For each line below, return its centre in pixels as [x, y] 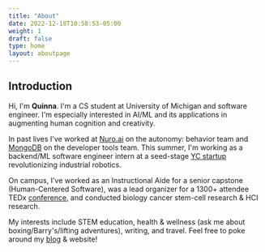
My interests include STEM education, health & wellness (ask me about [127, 222]
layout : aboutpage [39, 53]
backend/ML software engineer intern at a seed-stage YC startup [118, 156]
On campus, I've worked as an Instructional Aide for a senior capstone [126, 180]
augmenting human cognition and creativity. [82, 123]
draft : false [30, 38]
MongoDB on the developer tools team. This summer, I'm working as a [126, 147]
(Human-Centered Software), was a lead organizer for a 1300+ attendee [129, 189]
